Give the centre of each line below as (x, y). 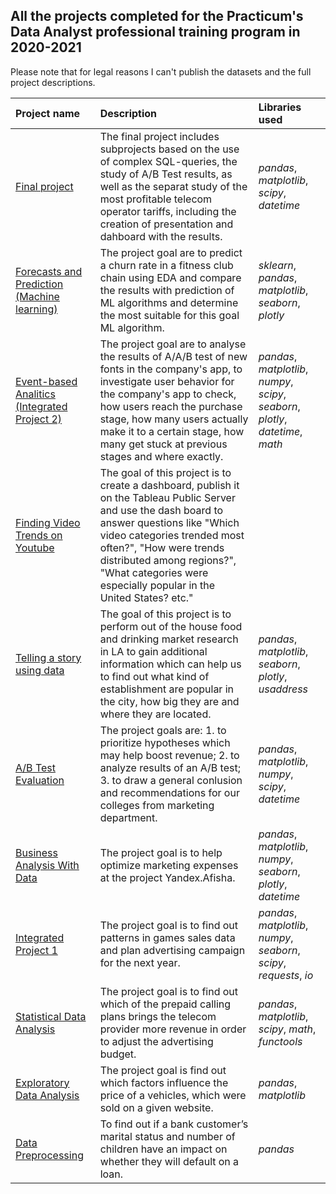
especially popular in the (157, 585)
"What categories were (154, 572)
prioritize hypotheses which (165, 742)
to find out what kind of (154, 676)
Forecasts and (49, 271)
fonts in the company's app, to (171, 369)
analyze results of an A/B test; (170, 767)
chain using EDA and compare (170, 277)
